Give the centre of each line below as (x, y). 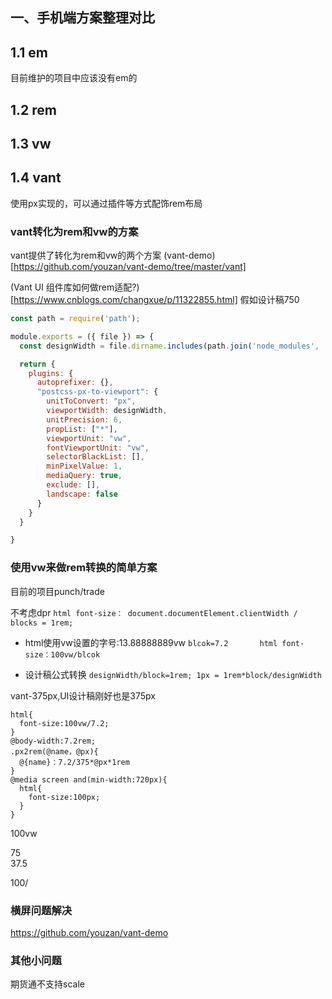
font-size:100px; (64, 797)
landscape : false (82, 494)
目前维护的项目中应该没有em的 (74, 78)
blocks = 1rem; (42, 623)
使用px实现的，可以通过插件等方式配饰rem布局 (106, 203)
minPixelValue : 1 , (84, 466)
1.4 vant (36, 178)
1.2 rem (33, 109)
